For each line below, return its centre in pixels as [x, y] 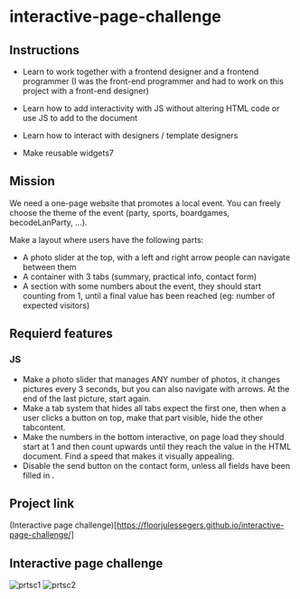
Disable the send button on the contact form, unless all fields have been [156, 465]
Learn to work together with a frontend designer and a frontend [141, 71]
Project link [42, 503]
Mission [33, 181]
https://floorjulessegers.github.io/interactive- [200, 525]
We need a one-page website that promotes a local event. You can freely [145, 203]
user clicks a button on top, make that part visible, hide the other [143, 417]
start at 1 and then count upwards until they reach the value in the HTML [157, 446]
